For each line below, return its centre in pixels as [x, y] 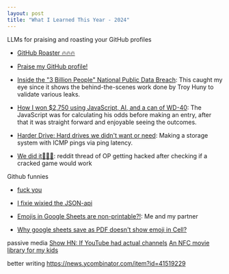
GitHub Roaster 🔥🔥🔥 [46, 53]
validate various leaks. [49, 94]
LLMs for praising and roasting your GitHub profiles [79, 39]
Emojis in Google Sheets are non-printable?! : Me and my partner [107, 216]
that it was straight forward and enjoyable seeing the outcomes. [107, 122]
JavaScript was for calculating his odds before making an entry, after [114, 114]
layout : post [26, 13]
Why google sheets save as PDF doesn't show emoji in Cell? [102, 229]
